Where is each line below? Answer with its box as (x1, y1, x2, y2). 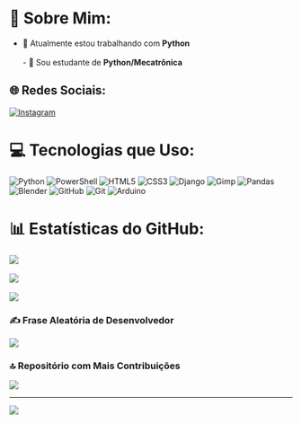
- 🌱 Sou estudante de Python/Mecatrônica (22, 57, 182, 67)
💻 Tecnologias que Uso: (9, 139, 195, 160)
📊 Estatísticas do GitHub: (9, 218, 205, 239)
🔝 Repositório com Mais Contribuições (9, 359, 181, 372)
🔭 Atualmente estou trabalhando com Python (22, 38, 191, 49)
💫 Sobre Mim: (9, 8, 111, 29)
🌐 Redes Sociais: (9, 83, 106, 98)
